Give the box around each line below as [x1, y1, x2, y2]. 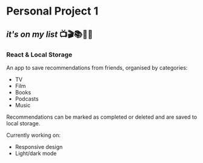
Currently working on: [6, 131, 61, 139]
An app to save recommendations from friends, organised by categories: [6, 64, 188, 71]
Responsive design [15, 143, 63, 150]
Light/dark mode [15, 150, 57, 157]
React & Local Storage [6, 50, 73, 59]
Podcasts [15, 95, 39, 102]
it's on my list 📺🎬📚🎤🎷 [6, 29, 93, 39]
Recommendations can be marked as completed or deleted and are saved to [6, 113, 198, 121]
